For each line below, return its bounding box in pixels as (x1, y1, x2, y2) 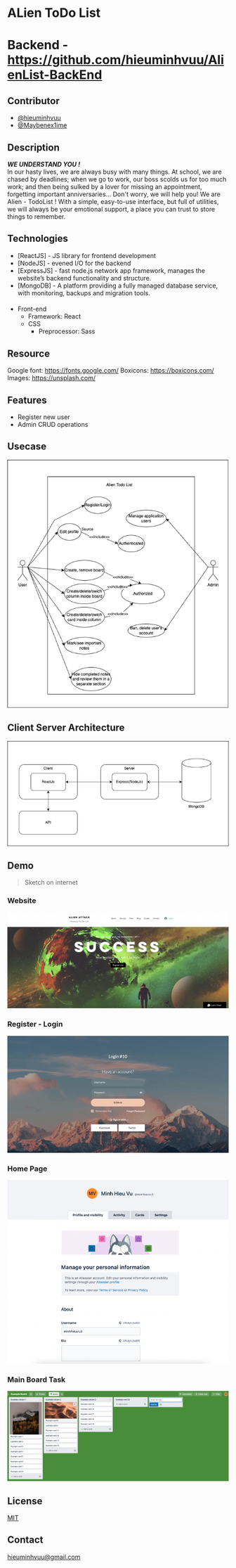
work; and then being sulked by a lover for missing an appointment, (7, 183, 202, 191)
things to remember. (7, 212, 66, 221)
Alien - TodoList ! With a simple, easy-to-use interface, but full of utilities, (7, 198, 219, 205)
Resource (7, 347, 51, 359)
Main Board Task (7, 1375, 66, 1384)
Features (7, 394, 47, 406)
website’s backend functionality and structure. (17, 274, 152, 282)
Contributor (7, 95, 60, 107)
